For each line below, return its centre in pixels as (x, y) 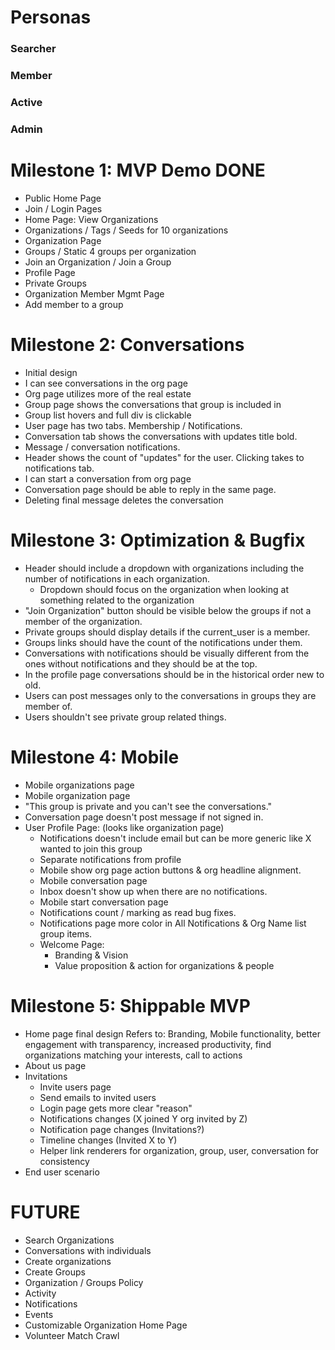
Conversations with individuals (88, 1250)
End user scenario (62, 1172)
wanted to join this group (91, 848)
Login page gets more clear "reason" (116, 1108)
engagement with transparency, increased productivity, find (148, 1044)
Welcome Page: (72, 944)
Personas (51, 17)
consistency (64, 1161)
